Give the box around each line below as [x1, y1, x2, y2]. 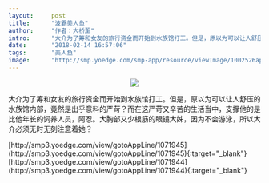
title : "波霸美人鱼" [8, 19, 89, 27]
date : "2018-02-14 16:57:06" [8, 42, 127, 50]
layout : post [8, 11, 66, 20]
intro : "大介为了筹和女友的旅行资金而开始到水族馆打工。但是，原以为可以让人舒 [8, 34, 258, 42]
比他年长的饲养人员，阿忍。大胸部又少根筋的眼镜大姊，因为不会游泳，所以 [8, 113, 254, 124]
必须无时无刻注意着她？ [14, 124, 93, 133]
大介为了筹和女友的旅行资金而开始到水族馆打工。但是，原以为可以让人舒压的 [8, 93, 261, 104]
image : [8, 57, 30, 65]
